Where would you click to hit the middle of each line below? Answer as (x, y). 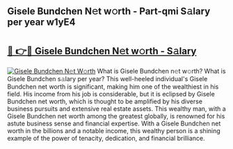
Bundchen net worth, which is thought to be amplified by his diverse (105, 101)
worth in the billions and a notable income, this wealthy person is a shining (114, 131)
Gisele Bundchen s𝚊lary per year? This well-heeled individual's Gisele (107, 79)
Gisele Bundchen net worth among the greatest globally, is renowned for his (116, 116)
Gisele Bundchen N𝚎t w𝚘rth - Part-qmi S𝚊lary (109, 11)
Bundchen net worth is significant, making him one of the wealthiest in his (113, 87)
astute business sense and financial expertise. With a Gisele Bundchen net (114, 123)
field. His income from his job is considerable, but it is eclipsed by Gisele (111, 94)
